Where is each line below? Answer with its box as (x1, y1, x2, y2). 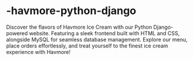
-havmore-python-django (6, 4, 137, 18)
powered (6, 29, 28, 36)
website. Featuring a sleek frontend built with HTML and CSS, (29, 29, 180, 36)
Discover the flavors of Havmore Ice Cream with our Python (6, 23, 153, 30)
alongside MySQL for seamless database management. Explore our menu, (6, 36, 188, 43)
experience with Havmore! (6, 48, 71, 55)
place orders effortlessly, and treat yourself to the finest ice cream (6, 42, 168, 49)
